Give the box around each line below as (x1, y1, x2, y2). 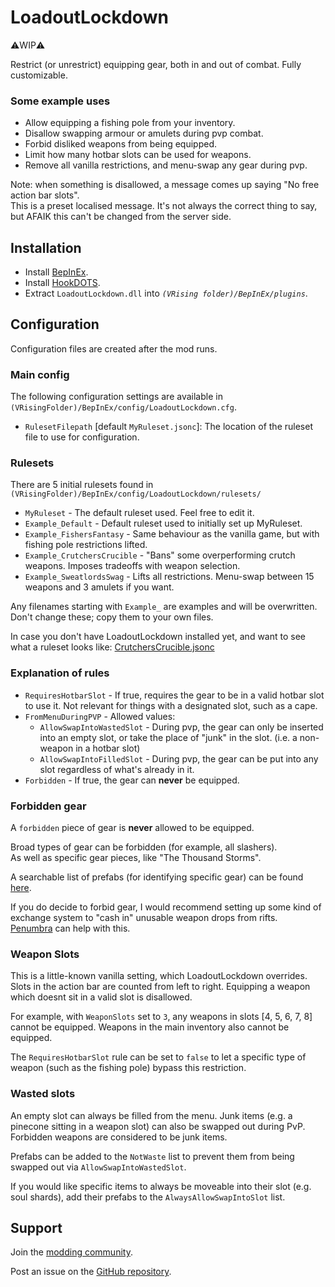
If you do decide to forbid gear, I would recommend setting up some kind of (10, 901, 322, 913)
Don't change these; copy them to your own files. (10, 611, 214, 623)
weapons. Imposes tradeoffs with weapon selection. (24, 560, 241, 572)
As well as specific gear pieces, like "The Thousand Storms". (10, 852, 262, 864)
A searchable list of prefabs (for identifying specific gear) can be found (10, 871, 304, 883)
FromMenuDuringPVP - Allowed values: (24, 710, 176, 722)
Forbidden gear (10, 799, 87, 813)
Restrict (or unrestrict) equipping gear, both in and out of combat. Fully (10, 58, 302, 70)
